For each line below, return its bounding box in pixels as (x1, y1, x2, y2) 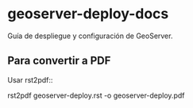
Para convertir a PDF (7, 54, 111, 67)
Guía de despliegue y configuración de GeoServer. (7, 31, 173, 40)
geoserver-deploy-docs (7, 5, 169, 23)
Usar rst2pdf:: (7, 75, 53, 84)
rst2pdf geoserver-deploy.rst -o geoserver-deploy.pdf (7, 91, 185, 100)
